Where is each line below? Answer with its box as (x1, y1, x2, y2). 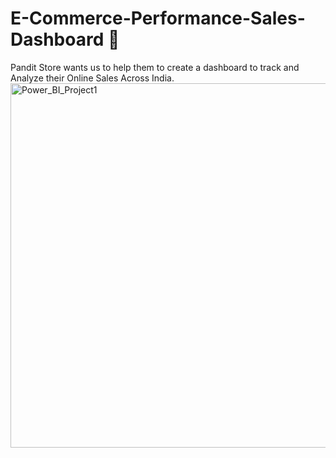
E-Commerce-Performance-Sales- (10, 7, 306, 30)
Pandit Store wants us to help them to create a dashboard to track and (10, 61, 300, 73)
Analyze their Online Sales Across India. (10, 72, 175, 84)
